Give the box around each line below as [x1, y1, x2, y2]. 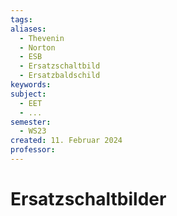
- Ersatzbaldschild [19, 71, 101, 81]
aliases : [10, 24, 47, 34]
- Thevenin [19, 33, 65, 43]
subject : [10, 89, 47, 99]
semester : [10, 117, 52, 127]
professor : [10, 145, 56, 155]
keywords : [10, 80, 52, 90]
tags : [10, 14, 33, 25]
